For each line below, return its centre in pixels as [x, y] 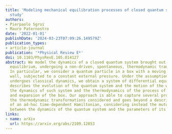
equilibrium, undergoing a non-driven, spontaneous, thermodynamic [83, 67]
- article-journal [25, 48]
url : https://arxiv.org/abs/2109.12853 [52, 124]
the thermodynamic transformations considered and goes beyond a [81, 100]
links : [12, 114]
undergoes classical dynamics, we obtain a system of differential [83, 81]
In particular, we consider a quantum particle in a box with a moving [88, 72]
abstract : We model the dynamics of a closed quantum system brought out [86, 62]
